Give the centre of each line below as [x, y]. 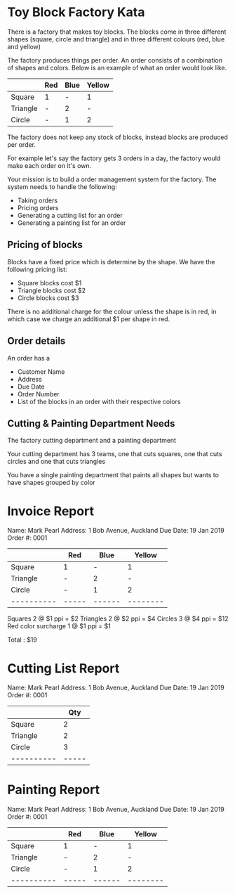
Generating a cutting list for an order [70, 215]
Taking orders [38, 200]
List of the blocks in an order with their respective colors [99, 401]
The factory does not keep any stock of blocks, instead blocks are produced [117, 137]
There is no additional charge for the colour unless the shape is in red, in [112, 311]
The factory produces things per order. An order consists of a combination [115, 60]
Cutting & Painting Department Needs [91, 423]
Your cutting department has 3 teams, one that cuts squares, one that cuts [115, 454]
